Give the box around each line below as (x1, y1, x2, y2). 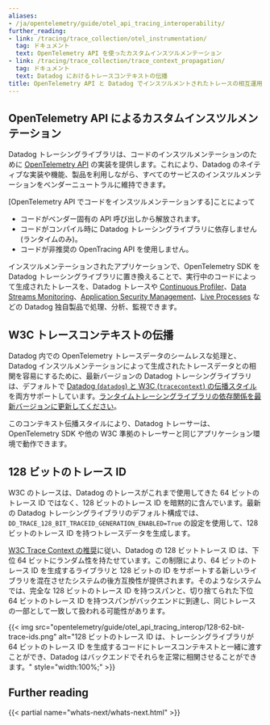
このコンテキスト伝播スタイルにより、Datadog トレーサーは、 (8, 419, 215, 428)
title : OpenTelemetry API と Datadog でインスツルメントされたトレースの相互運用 (8, 79, 264, 87)
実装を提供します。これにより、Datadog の (97, 159, 240, 170)
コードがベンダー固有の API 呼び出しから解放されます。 (19, 214, 205, 224)
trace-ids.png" (8, 631, 57, 641)
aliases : (8, 11, 38, 20)
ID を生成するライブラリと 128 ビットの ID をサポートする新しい (31, 565, 243, 575)
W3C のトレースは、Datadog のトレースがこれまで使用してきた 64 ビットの (8, 487, 260, 497)
